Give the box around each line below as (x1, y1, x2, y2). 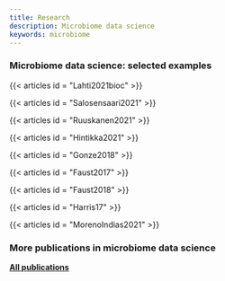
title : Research (9, 13, 70, 22)
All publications (9, 261, 69, 272)
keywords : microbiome (9, 30, 91, 39)
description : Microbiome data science (9, 22, 155, 31)
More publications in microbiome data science (9, 241, 216, 254)
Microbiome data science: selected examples (9, 59, 212, 72)
